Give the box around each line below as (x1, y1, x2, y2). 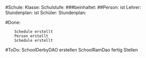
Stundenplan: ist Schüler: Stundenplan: (5, 10, 87, 16)
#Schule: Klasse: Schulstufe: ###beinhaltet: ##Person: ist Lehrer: (5, 5, 141, 10)
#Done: (5, 20, 21, 25)
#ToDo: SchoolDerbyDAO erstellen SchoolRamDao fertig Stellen (5, 47, 138, 52)
